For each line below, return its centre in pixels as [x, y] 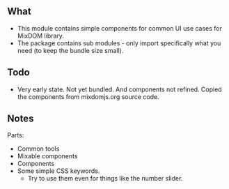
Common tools [38, 149]
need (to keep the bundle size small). [70, 50]
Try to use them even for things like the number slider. [105, 179]
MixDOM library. [41, 36]
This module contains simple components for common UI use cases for [120, 28]
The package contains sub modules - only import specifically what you [119, 43]
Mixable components [47, 156]
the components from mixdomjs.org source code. [88, 96]
